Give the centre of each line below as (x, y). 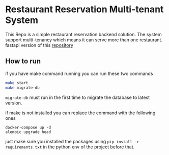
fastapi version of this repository (39, 45)
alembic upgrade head (28, 132)
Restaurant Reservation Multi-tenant (84, 9)
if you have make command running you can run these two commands (79, 73)
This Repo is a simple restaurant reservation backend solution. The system (83, 34)
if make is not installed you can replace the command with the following (80, 113)
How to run (23, 61)
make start (17, 83)
